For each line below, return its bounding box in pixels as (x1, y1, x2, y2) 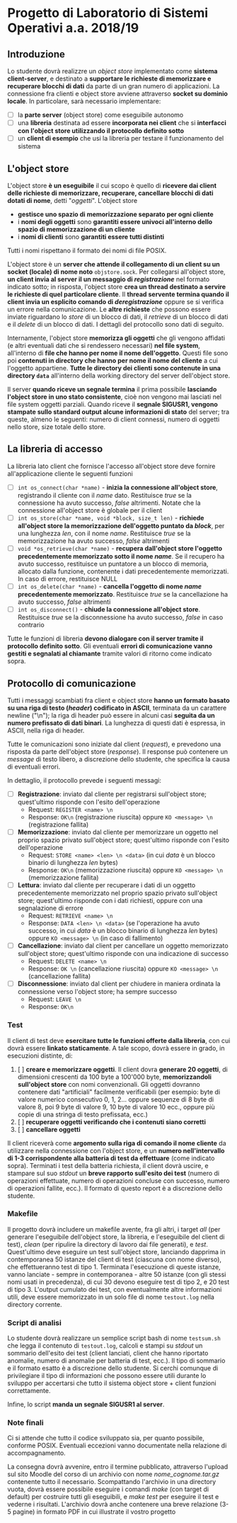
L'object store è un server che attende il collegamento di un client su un (7, 260, 221, 268)
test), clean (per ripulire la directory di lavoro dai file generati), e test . (7, 1239, 209, 1249)
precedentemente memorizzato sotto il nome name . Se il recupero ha (17, 552, 225, 560)
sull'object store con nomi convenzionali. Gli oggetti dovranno (17, 1080, 200, 1088)
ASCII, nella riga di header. (7, 726, 85, 735)
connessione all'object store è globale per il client (17, 506, 163, 514)
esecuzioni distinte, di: (7, 1051, 73, 1060)
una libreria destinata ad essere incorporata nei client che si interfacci (17, 119, 226, 127)
